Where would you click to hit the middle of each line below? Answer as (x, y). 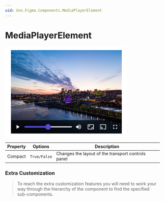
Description (107, 147)
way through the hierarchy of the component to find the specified (83, 189)
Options (41, 147)
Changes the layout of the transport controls (101, 154)
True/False (41, 157)
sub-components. (35, 194)
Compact (16, 156)
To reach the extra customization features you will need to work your (87, 184)
